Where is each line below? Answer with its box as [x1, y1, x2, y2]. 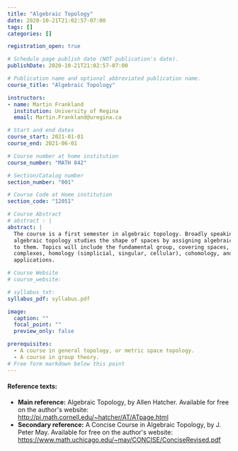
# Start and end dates [7, 127, 74, 134]
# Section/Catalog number [7, 172, 84, 179]
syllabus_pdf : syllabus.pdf [7, 295, 91, 303]
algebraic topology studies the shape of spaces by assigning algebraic [13, 237, 233, 244]
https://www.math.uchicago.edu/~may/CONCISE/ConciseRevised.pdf [17, 435, 221, 444]
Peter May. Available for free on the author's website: [17, 428, 174, 436]
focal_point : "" [13, 321, 62, 329]
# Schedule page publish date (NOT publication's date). [7, 56, 179, 63]
